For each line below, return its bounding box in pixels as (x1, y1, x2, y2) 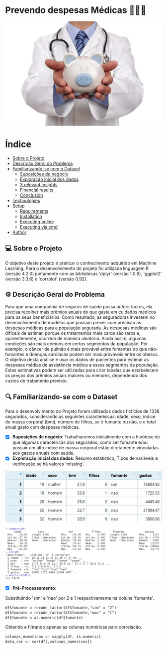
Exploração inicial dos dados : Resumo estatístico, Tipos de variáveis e (12, 455, 158, 461)
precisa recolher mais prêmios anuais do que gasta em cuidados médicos (5, 309, 157, 315)
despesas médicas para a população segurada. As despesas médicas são (5, 325, 157, 331)
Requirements (19, 208, 49, 214)
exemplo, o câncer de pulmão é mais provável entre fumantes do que (5, 346, 148, 352)
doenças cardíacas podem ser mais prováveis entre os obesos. (29, 351, 159, 357)
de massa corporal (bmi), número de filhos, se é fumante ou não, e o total (5, 419, 156, 425)
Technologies (12, 197, 41, 203)
